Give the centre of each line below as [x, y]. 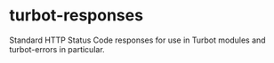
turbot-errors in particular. [57, 49]
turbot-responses [77, 16]
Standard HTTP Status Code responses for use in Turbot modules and [137, 40]
